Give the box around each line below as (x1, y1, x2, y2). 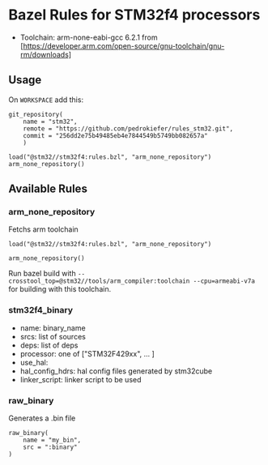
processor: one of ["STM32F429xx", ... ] (19, 348, 155, 358)
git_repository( (8, 110, 63, 118)
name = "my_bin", (23, 436, 82, 445)
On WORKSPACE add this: (8, 95, 83, 105)
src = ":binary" (23, 443, 79, 451)
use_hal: (19, 357, 49, 367)
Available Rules (8, 182, 87, 196)
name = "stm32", (23, 117, 79, 126)
